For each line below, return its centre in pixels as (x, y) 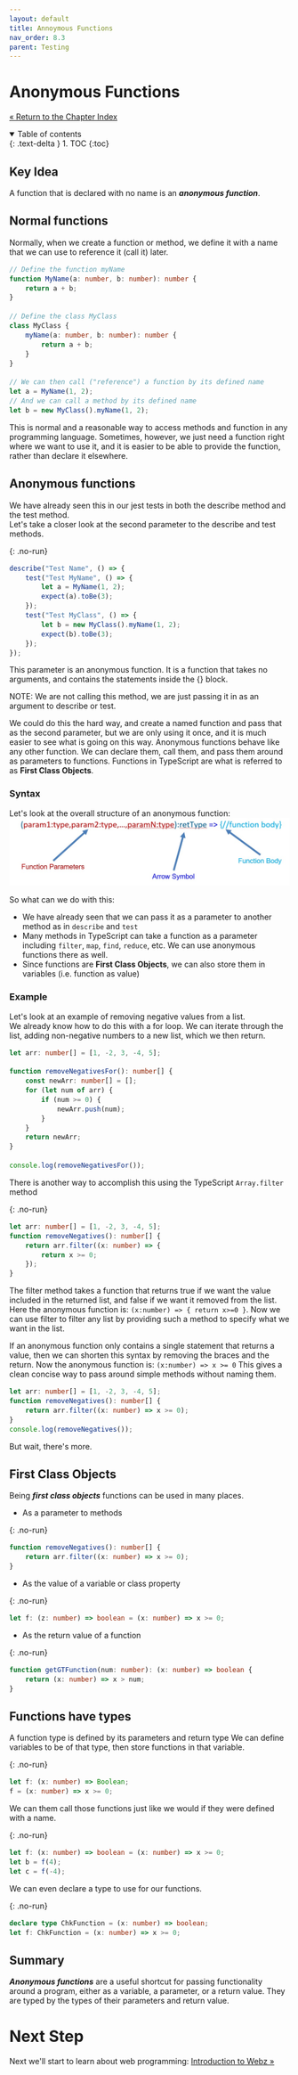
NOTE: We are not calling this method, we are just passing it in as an (134, 697)
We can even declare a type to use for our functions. (106, 1888)
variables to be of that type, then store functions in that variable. (127, 1747)
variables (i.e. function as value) (81, 974)
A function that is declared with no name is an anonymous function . (135, 193)
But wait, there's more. (51, 1446)
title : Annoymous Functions (61, 28)
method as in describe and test (80, 927)
